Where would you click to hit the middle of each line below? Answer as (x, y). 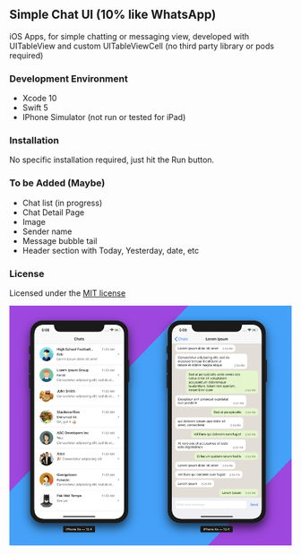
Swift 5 (35, 108)
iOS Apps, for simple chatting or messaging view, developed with (129, 36)
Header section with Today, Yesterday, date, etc (111, 250)
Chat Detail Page (53, 212)
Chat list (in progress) (62, 203)
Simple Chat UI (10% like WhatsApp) (113, 15)
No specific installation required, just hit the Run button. (112, 160)
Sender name (47, 231)
